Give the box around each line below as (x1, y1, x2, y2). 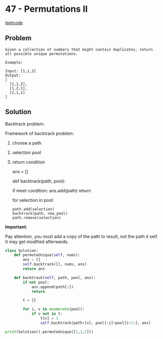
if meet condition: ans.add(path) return (12, 187, 91, 193)
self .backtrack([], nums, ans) (23, 262, 87, 267)
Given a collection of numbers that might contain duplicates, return (5, 47, 153, 52)
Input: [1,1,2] (5, 68, 36, 73)
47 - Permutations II (5, 3, 88, 15)
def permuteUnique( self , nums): (14, 252, 80, 258)
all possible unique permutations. (5, 51, 78, 56)
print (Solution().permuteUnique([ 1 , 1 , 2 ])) (5, 329, 94, 334)
